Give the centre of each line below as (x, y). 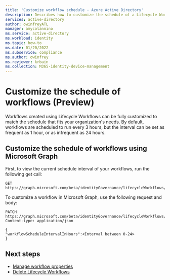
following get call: (24, 174)
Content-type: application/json (39, 221)
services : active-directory (35, 19)
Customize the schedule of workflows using (76, 148)
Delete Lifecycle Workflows (41, 271)
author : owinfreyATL (27, 24)
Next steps (23, 254)
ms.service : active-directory (37, 33)
